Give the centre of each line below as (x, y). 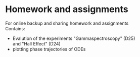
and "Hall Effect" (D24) (36, 43)
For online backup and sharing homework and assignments (67, 23)
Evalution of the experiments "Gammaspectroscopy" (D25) (74, 38)
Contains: (15, 28)
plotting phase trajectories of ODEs (49, 49)
